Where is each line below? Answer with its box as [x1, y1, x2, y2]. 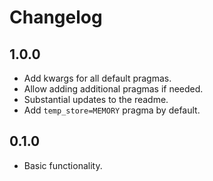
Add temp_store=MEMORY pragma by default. [23, 104, 201, 116]
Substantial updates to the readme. [23, 94, 169, 105]
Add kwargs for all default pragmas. [23, 72, 172, 84]
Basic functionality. [23, 159, 103, 171]
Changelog [9, 6, 103, 29]
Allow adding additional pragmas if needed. [23, 83, 204, 95]
